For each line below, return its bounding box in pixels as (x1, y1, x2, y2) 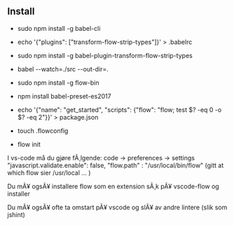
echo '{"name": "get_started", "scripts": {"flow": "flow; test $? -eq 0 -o (17, 105, 222, 114)
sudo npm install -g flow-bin (17, 78, 99, 87)
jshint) (7, 210, 26, 219)
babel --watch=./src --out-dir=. (17, 64, 109, 73)
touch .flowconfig (17, 126, 69, 135)
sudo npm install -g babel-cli (17, 24, 101, 32)
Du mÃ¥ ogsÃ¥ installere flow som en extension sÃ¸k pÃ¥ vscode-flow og (7, 182, 219, 190)
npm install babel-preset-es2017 (17, 92, 111, 100)
